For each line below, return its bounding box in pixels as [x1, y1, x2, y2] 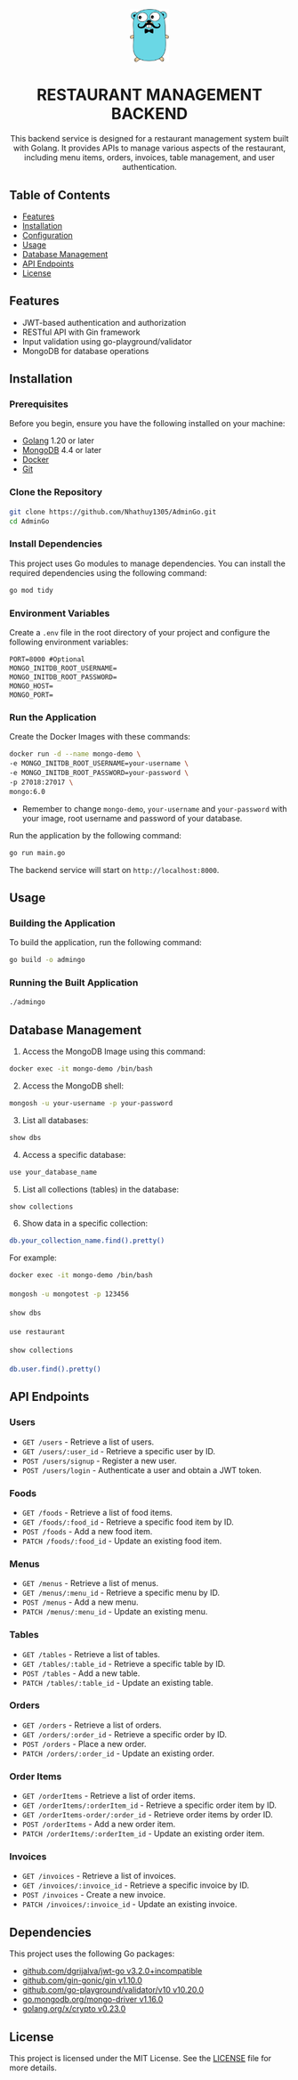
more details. [9, 2062, 58, 2073]
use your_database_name [9, 1168, 98, 1177]
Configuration [21, 230, 73, 240]
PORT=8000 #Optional [9, 655, 86, 664]
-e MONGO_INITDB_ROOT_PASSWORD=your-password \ [9, 769, 189, 778]
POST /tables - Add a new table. [21, 1668, 141, 1679]
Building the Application [9, 917, 116, 929]
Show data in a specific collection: [21, 1218, 149, 1229]
